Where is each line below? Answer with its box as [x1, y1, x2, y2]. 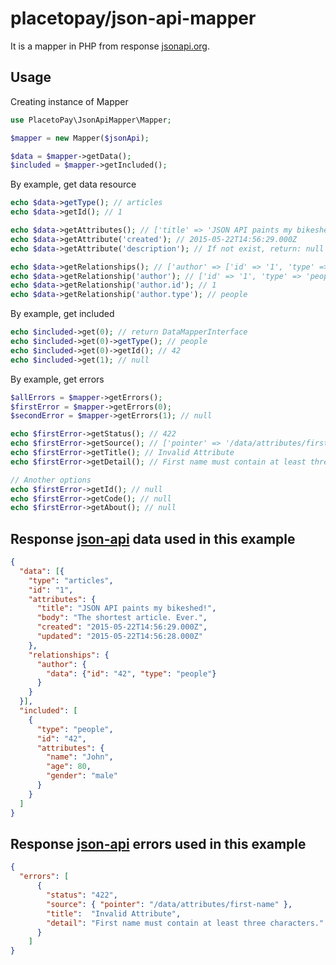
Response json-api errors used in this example [10, 835, 307, 852]
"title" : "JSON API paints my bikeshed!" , [36, 603, 217, 614]
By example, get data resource [10, 178, 137, 191]
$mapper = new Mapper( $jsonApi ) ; [10, 133, 150, 143]
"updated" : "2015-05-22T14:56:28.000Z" [36, 632, 203, 642]
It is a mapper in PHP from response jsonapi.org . [10, 40, 210, 52]
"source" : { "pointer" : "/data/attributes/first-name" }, [46, 899, 293, 909]
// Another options [10, 475, 92, 485]
